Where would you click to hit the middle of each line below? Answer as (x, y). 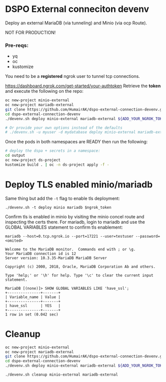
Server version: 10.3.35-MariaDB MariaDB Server (56, 258)
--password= (148, 236)
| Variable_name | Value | (33, 297)
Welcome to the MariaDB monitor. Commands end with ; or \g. (70, 249)
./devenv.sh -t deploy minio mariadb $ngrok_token (58, 207)
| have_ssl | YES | (33, 306)
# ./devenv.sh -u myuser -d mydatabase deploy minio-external (70, 132)
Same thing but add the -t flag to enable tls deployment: (62, 198)
